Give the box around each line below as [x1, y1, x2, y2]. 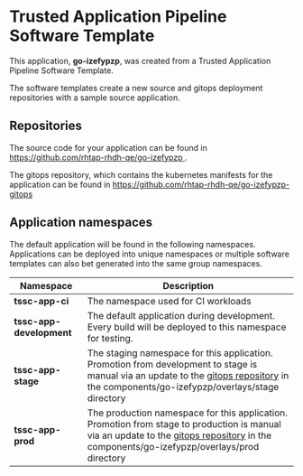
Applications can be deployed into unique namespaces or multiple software [9, 248, 290, 259]
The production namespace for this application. [87, 406, 289, 419]
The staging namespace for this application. [87, 346, 273, 359]
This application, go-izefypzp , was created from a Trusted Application [9, 55, 271, 66]
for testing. [87, 331, 133, 344]
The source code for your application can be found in [9, 142, 207, 153]
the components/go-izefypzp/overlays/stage [87, 380, 280, 393]
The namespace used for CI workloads [87, 294, 252, 307]
